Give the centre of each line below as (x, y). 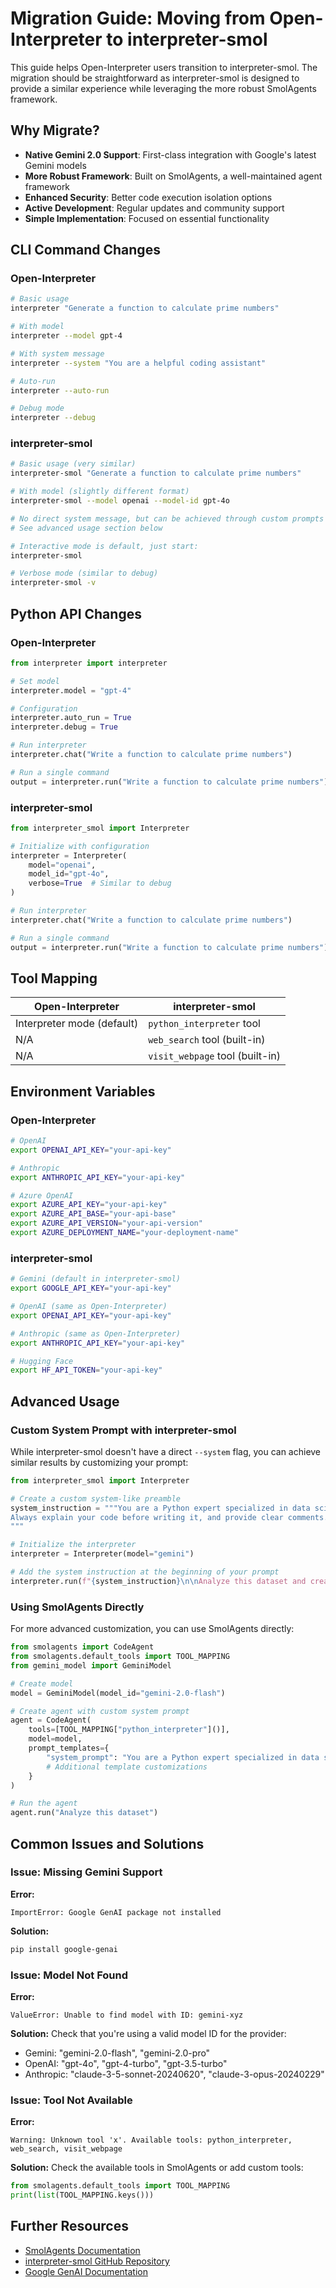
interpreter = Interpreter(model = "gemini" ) (102, 1554)
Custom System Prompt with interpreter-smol (123, 1430)
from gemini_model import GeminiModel (91, 1665)
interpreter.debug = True (64, 727)
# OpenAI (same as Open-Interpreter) (89, 1307)
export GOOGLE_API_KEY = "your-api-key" (91, 1288)
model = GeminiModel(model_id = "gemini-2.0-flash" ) (118, 1693)
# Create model (42, 1683)
